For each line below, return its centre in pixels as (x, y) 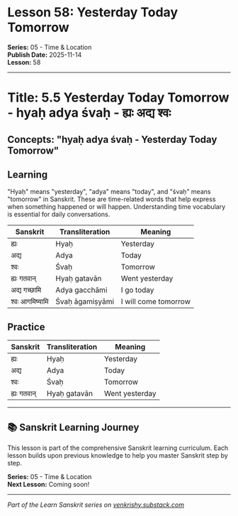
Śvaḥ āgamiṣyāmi (85, 301)
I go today (137, 290)
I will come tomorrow (156, 301)
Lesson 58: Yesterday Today (93, 12)
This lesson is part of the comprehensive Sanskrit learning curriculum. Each (118, 448)
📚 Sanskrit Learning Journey (73, 427)
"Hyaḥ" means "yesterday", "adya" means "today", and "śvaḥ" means (109, 192)
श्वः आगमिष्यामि (30, 301)
